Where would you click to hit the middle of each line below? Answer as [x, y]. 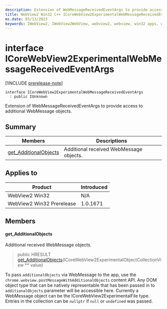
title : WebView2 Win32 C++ [33, 14]
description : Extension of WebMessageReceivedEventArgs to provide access [84, 10]
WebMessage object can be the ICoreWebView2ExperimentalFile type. [78, 296]
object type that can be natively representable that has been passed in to [80, 285]
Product [42, 187]
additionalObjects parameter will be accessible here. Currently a [72, 291]
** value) [34, 265]
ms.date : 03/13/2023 [27, 19]
